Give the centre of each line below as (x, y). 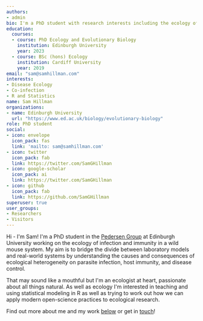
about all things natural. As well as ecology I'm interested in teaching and (97, 287)
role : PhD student (29, 124)
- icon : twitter (27, 152)
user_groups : (23, 208)
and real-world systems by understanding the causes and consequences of (101, 256)
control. (16, 269)
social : (16, 130)
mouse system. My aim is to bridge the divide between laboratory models (98, 249)
